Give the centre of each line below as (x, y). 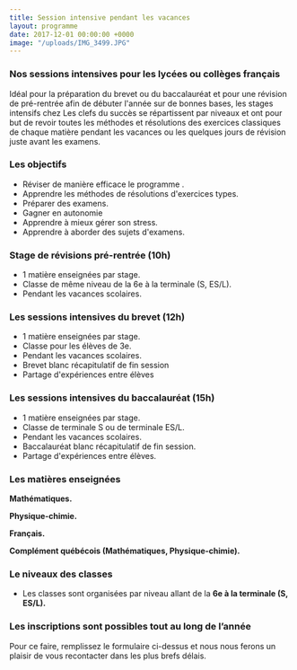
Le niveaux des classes (61, 574)
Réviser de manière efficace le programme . (103, 184)
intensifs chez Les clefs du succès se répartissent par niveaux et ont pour (146, 112)
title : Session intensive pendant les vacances (100, 18)
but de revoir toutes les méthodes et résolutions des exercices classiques (145, 122)
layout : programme (44, 26)
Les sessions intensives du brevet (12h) (97, 317)
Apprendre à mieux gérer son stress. (90, 222)
